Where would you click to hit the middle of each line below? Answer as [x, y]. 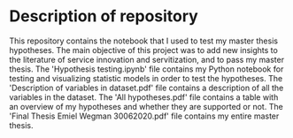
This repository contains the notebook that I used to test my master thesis [144, 41]
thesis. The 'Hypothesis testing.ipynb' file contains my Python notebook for [146, 69]
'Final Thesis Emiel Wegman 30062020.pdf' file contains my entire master [144, 116]
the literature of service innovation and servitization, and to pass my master [147, 59]
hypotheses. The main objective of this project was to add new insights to [144, 50]
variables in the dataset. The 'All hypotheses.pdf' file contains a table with [144, 97]
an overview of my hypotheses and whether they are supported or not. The [146, 106]
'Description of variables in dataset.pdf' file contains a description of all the [146, 88]
